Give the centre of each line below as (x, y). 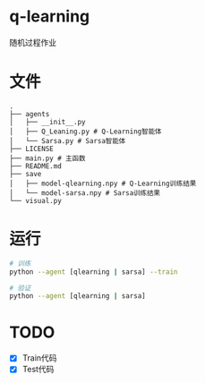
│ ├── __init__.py (48, 122)
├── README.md (36, 166)
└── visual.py (36, 200)
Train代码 (39, 358)
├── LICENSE (31, 149)
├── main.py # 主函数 (47, 158)
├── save (26, 174)
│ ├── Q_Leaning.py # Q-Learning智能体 (85, 132)
